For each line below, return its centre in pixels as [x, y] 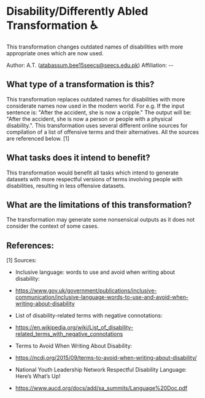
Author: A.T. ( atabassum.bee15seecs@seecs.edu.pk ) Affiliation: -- [90, 65]
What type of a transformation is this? [80, 84]
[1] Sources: [21, 260]
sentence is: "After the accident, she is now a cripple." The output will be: [99, 112]
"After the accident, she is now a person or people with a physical [90, 119]
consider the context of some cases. [53, 226]
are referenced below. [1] [38, 138]
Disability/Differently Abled [77, 11]
